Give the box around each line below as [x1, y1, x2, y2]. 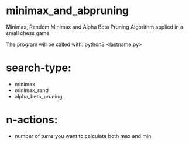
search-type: [6, 61, 72, 75]
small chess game [6, 29, 50, 36]
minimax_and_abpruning [6, 4, 129, 17]
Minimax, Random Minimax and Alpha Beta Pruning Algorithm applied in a [6, 23, 183, 30]
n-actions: [6, 114, 58, 126]
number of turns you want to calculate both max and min [14, 132, 152, 139]
